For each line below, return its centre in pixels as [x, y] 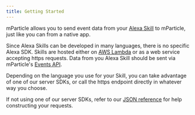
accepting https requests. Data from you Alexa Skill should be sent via [91, 58]
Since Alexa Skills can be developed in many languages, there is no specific [98, 46]
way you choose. [27, 88]
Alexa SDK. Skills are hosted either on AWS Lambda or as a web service [93, 52]
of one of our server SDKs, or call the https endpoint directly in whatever [94, 82]
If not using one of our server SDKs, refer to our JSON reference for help [94, 99]
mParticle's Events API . [34, 64]
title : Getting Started [35, 11]
